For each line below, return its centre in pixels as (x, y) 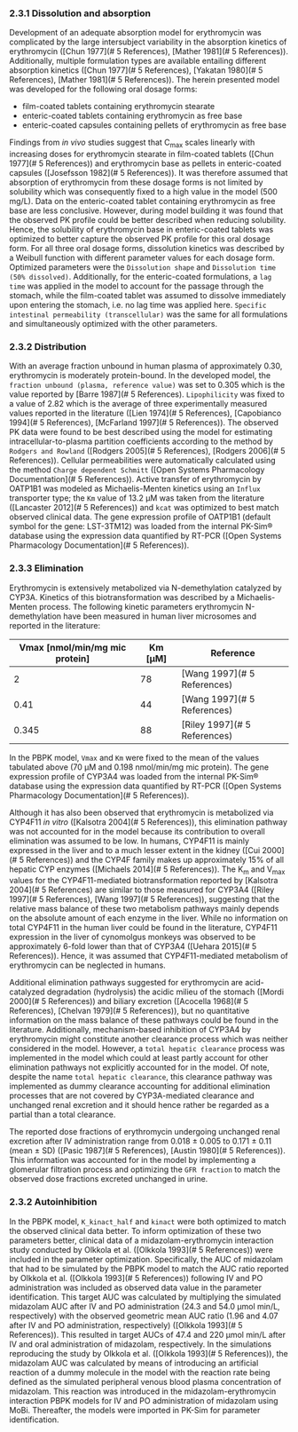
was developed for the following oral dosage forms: (103, 89)
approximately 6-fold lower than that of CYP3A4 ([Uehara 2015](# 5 (133, 946)
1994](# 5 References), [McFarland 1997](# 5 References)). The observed (144, 423)
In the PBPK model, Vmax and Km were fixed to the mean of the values (134, 757)
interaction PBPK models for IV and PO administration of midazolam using (144, 1400)
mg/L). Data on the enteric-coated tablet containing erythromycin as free (142, 202)
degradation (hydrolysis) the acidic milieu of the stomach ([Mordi (166, 992)
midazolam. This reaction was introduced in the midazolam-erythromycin (143, 1391)
